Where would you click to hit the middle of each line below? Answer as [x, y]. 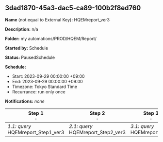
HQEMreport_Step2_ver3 [97, 132]
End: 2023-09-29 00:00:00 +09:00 [48, 81]
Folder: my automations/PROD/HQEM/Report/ [51, 38]
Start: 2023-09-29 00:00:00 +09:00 [48, 76]
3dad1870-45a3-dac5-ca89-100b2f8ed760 [73, 8]
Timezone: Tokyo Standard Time [45, 87]
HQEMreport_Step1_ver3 [36, 132]
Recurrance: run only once [39, 91]
